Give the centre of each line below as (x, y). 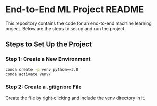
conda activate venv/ (28, 74)
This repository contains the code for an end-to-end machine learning (79, 23)
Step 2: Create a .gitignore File (44, 87)
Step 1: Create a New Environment (48, 59)
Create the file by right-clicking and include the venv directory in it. (75, 98)
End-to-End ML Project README (74, 9)
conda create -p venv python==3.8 (42, 69)
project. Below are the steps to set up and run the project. (66, 28)
